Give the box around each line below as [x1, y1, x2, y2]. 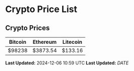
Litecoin [62, 39, 82, 45]
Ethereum [32, 39, 57, 45]
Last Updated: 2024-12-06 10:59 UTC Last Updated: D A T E [5, 60, 129, 66]
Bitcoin [9, 39, 27, 45]
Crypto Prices [5, 24, 50, 32]
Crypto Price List [5, 4, 77, 15]
